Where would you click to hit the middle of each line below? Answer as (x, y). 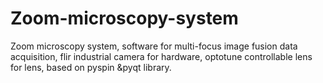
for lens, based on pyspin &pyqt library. (91, 67)
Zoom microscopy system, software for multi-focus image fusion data (154, 46)
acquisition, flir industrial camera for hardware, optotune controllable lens (161, 56)
